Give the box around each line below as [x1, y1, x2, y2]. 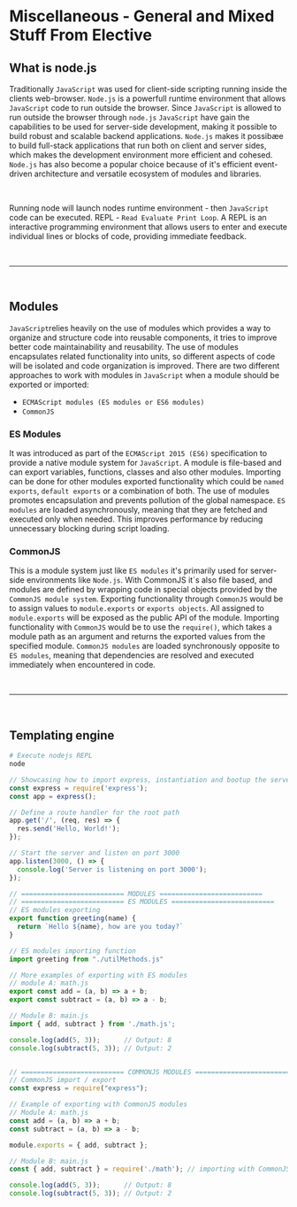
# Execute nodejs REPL [9, 751, 93, 761]
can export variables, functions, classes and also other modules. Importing [9, 467, 281, 477]
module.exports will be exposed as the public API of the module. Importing [9, 613, 280, 623]
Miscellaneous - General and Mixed [9, 6, 275, 27]
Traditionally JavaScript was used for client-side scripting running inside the [9, 84, 287, 94]
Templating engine [9, 728, 115, 743]
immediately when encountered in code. [9, 660, 156, 670]
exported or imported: [9, 379, 89, 390]
